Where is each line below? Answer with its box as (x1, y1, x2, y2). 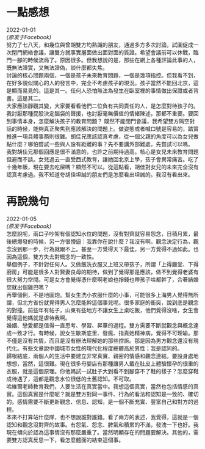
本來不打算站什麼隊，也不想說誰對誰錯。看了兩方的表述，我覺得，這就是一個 (6, 413, 199, 420)
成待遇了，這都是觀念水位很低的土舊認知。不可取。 (6, 375, 135, 382)
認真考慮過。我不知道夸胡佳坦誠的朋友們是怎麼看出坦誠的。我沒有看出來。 (6, 170, 193, 178)
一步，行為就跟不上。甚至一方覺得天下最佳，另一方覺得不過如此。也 (27, 245, 199, 252)
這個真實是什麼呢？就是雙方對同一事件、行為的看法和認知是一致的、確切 (16, 390, 199, 398)
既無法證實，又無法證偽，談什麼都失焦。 (6, 64, 108, 71)
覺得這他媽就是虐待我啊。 (6, 314, 71, 321)
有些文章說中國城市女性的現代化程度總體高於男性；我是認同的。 (22, 345, 183, 352)
